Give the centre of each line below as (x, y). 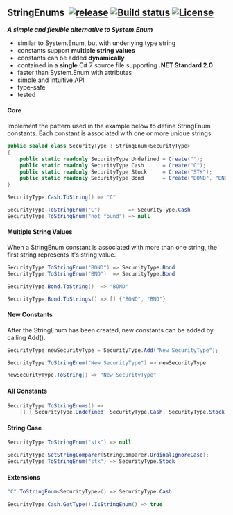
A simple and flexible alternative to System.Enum (80, 29)
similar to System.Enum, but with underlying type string (96, 43)
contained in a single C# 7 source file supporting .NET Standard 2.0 (115, 65)
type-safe (31, 87)
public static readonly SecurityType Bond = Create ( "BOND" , (116, 178)
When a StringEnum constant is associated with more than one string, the (112, 247)
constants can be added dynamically (71, 58)
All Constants (27, 391)
